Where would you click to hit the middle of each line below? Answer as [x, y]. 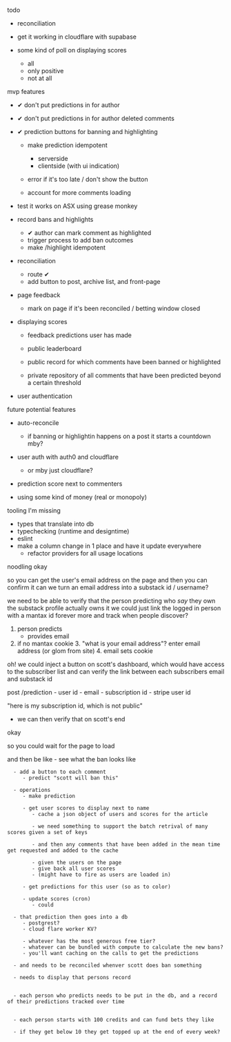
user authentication [44, 396]
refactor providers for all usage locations [85, 553]
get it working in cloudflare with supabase [77, 37]
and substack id [30, 679]
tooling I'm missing [34, 510]
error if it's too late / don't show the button [88, 179]
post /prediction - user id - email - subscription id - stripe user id [99, 692]
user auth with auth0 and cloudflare [68, 457]
